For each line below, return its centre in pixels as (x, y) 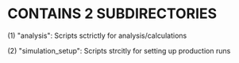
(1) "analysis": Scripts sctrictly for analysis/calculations (97, 35)
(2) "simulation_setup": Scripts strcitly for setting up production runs (119, 50)
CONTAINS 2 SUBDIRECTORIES (112, 14)
